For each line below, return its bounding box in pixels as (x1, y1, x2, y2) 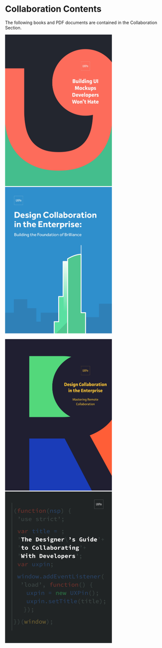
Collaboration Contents (5, 3, 101, 15)
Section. (5, 24, 22, 30)
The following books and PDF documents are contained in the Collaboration (5, 20, 158, 25)
